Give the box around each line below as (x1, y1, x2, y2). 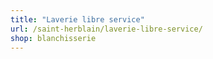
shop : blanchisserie (10, 33, 97, 43)
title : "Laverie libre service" (10, 14, 145, 25)
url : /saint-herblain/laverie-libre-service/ (10, 24, 203, 34)
